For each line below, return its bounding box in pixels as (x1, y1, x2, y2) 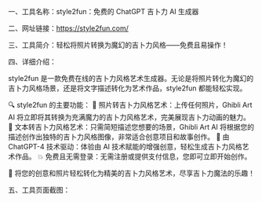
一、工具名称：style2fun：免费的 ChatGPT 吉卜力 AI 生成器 (8, 7, 199, 16)
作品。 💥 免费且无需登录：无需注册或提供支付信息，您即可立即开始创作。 (14, 152, 252, 161)
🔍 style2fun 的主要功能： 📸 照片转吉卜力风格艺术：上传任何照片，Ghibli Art (8, 101, 253, 109)
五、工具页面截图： (8, 185, 71, 194)
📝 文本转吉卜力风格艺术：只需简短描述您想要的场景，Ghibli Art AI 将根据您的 (8, 123, 255, 131)
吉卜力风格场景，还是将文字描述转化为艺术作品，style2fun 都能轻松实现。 (8, 83, 247, 93)
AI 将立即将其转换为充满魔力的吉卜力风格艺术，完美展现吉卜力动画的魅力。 (8, 112, 251, 122)
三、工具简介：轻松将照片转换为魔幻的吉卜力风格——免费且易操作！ (8, 40, 228, 50)
